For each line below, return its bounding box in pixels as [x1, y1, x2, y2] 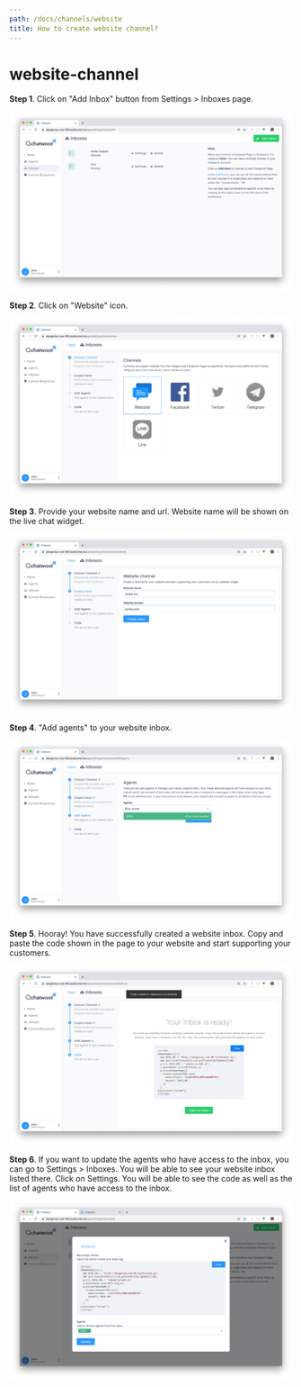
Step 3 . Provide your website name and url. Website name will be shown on [9, 506, 289, 517]
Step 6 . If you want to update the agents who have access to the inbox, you [9, 1154, 289, 1165]
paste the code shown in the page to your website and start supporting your [9, 938, 291, 949]
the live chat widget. [9, 516, 84, 527]
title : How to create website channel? [9, 23, 159, 33]
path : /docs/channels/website [9, 14, 123, 23]
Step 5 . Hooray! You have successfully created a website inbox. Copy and [9, 929, 284, 939]
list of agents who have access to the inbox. [9, 1183, 173, 1193]
